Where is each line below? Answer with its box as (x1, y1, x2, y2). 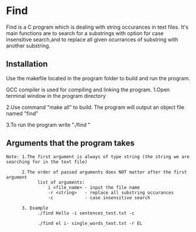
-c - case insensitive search (47, 195, 150, 200)
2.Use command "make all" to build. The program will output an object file (6, 104, 184, 111)
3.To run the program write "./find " (6, 121, 91, 128)
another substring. (6, 42, 51, 49)
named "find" (6, 110, 39, 117)
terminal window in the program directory (6, 92, 106, 99)
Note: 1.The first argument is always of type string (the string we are (6, 153, 190, 159)
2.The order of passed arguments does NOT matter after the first (21, 169, 187, 175)
